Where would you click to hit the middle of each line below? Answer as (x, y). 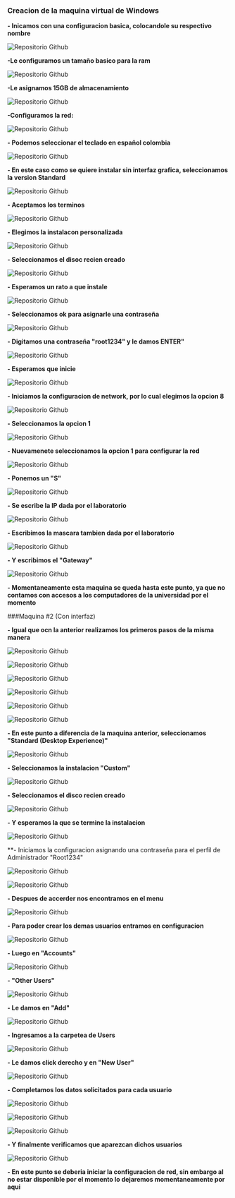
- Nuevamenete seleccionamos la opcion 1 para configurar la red (103, 451)
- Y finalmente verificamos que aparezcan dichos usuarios (95, 1144)
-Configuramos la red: (40, 116)
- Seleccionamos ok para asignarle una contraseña (83, 314)
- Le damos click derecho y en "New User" (71, 1063)
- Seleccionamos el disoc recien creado (66, 260)
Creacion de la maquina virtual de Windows (83, 11)
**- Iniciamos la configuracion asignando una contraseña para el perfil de (114, 850)
